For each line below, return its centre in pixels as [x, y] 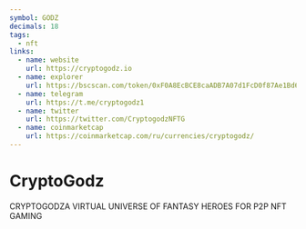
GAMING [26, 215]
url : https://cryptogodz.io [79, 69]
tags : [20, 35]
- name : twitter [48, 111]
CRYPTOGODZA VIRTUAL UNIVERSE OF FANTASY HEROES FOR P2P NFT [148, 206]
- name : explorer [51, 77]
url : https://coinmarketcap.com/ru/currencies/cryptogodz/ [140, 136]
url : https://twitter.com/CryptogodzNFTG [105, 119]
